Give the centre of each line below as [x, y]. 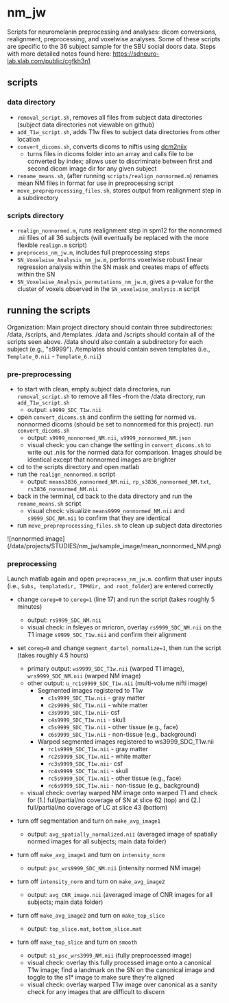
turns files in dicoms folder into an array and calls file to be [110, 153]
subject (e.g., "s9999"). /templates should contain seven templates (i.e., [109, 349]
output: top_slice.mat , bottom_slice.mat [84, 929]
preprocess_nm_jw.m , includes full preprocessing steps [93, 252]
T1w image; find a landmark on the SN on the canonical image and [121, 970]
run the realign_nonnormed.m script [66, 474]
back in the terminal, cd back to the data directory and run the [105, 496]
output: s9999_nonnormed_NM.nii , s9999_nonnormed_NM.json [109, 438]
